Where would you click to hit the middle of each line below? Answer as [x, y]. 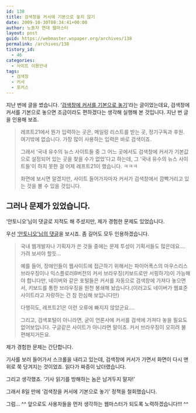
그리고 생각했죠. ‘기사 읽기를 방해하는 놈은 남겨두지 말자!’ [71, 379]
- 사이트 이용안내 [30, 66]
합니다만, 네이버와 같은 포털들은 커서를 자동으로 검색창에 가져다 [99, 280]
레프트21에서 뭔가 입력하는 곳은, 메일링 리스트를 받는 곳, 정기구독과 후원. [102, 131]
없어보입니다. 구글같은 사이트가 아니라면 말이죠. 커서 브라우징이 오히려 [100, 327]
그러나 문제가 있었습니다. [48, 206]
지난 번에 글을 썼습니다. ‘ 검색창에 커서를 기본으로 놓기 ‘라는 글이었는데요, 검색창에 [98, 105]
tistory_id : [20, 50]
